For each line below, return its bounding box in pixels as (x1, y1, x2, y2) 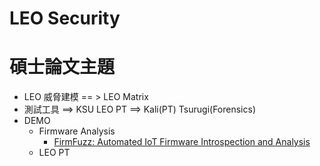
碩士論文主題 (9, 56, 116, 79)
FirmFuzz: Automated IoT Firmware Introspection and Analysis (53, 136, 311, 148)
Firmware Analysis (38, 125, 116, 137)
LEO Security (9, 7, 121, 30)
